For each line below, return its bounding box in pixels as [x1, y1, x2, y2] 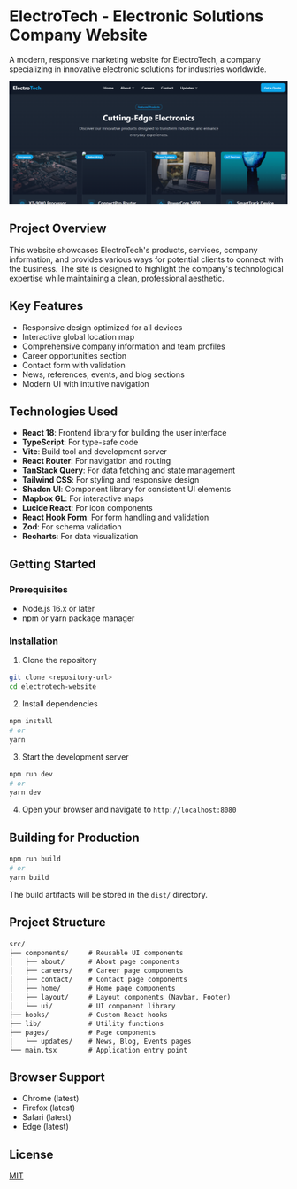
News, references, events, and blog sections [21, 369, 186, 380]
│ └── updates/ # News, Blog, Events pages [9, 1037, 192, 1046]
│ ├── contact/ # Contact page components [9, 975, 188, 984]
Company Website [9, 25, 148, 45]
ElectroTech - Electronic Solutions [9, 6, 263, 27]
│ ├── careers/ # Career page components [9, 966, 184, 975]
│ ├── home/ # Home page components [9, 984, 176, 992]
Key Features [9, 298, 84, 313]
